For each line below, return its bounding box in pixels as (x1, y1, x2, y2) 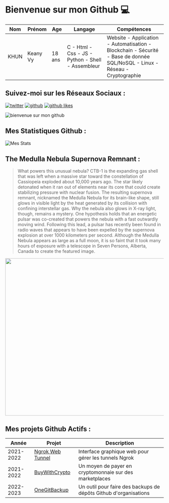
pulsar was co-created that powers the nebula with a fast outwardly (17, 216, 158, 222)
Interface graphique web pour (78, 448, 149, 455)
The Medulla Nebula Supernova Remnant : (5, 155, 140, 163)
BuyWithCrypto (34, 469, 70, 476)
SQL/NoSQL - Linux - (106, 59, 159, 66)
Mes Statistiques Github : (5, 127, 87, 135)
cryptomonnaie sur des (78, 469, 133, 476)
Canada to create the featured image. (17, 248, 96, 254)
